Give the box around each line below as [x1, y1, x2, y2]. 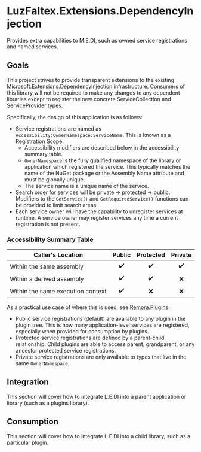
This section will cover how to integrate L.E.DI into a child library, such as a [7, 432, 191, 439]
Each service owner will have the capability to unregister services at [15, 208, 183, 215]
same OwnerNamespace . [15, 360, 70, 367]
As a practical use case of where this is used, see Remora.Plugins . [7, 304, 170, 311]
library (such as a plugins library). [7, 399, 89, 407]
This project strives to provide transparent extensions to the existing [7, 76, 175, 83]
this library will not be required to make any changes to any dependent [7, 89, 181, 96]
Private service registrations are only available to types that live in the [15, 353, 187, 360]
